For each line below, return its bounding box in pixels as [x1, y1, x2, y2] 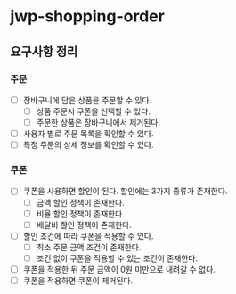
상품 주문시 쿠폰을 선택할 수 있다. [36, 105, 151, 117]
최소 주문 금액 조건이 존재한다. [36, 241, 142, 252]
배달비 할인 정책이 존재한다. [36, 219, 132, 230]
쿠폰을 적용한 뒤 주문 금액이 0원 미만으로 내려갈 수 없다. [22, 264, 216, 274]
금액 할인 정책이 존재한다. [36, 197, 126, 208]
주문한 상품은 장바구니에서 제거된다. [36, 118, 161, 127]
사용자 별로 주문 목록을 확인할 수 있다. [22, 128, 154, 139]
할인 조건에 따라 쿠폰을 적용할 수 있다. [22, 230, 154, 241]
